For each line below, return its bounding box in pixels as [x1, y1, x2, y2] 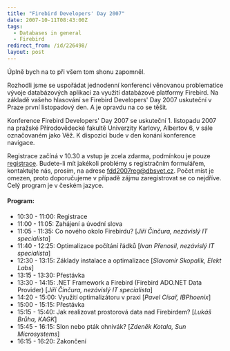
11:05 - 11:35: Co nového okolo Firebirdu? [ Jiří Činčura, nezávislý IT [17, 227, 209, 236]
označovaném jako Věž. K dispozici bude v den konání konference [7, 131, 196, 139]
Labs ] [17, 264, 35, 272]
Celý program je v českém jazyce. [7, 181, 104, 189]
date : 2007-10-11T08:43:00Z [7, 17, 88, 23]
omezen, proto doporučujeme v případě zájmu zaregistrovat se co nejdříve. [7, 173, 222, 182]
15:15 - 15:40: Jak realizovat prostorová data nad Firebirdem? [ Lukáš [17, 308, 212, 316]
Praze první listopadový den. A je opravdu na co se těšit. [7, 103, 168, 111]
